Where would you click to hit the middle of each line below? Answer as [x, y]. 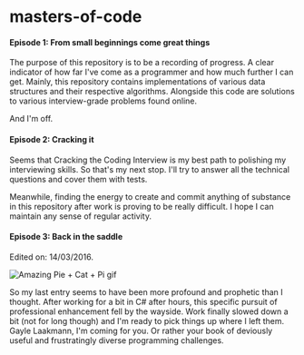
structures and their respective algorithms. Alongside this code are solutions [152, 92]
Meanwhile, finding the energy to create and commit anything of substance [150, 196]
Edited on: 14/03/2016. [51, 257]
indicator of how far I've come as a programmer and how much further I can [152, 72]
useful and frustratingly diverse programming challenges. [117, 340]
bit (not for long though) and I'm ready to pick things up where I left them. [147, 320]
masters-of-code [76, 17]
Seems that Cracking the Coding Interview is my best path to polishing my [148, 160]
